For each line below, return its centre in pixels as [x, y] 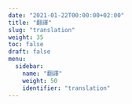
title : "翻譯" [30, 23]
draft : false [29, 52]
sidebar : [29, 66]
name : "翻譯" [42, 74]
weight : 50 [40, 81]
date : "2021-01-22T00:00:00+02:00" [66, 15]
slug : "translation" [42, 30]
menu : [17, 59]
